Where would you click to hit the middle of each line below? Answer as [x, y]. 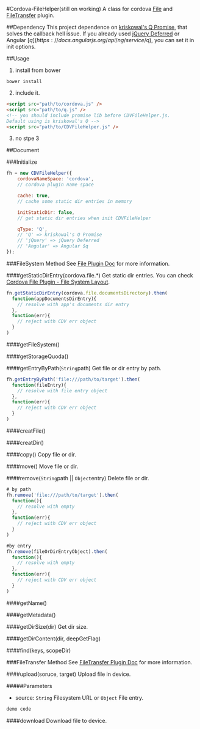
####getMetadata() [31, 615]
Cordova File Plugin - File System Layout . [58, 282]
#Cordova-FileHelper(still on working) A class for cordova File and [89, 9]
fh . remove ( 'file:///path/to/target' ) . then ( [62, 495]
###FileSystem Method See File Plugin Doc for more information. [88, 263]
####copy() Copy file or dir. [41, 454]
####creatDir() [25, 442]
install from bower [38, 70]
